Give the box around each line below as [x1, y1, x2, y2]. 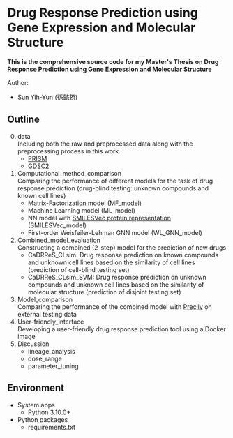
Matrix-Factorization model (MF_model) [27, 199, 142, 207]
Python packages [17, 415, 68, 423]
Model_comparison [17, 295, 73, 303]
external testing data [17, 310, 77, 318]
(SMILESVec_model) [27, 221, 87, 229]
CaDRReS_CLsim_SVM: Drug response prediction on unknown [27, 273, 207, 281]
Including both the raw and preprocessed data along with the [17, 139, 193, 148]
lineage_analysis [27, 347, 75, 355]
